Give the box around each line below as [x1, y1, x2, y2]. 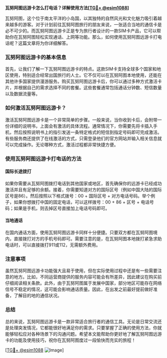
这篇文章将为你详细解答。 [18, 40, 71, 46]
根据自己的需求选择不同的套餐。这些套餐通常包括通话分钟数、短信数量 [18, 84, 162, 91]
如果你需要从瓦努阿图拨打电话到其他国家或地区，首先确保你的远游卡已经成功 [5, 180, 162, 186]
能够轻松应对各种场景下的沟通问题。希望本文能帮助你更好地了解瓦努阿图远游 [5, 331, 162, 337]
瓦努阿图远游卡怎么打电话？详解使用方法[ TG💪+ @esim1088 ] [5, 5, 129, 10]
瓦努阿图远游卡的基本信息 [5, 54, 67, 61]
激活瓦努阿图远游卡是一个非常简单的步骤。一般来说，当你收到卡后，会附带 [5, 117, 158, 123]
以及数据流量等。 [5, 91, 40, 97]
